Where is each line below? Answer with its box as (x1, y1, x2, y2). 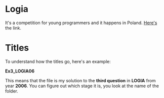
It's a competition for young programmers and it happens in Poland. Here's (5, 20, 157, 26)
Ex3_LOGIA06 (5, 68, 35, 74)
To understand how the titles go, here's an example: (5, 58, 111, 65)
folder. (5, 88, 18, 94)
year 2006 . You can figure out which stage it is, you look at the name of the (5, 83, 159, 89)
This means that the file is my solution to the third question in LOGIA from (5, 77, 156, 83)
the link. (5, 25, 21, 31)
